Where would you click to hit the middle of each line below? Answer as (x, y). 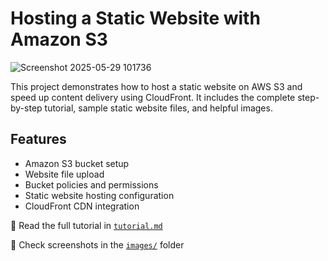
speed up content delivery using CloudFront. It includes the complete (153, 97)
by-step (26, 108)
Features (38, 139)
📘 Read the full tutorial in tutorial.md (86, 225)
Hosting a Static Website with (135, 18)
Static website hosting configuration (99, 195)
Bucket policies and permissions (91, 184)
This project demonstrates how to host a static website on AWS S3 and (156, 86)
